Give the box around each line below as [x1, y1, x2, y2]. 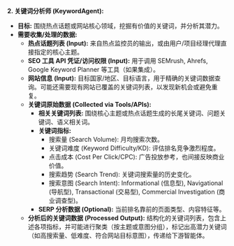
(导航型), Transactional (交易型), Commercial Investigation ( [48, 188, 219, 196]
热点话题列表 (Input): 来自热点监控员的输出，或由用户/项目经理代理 [27, 39, 221, 48]
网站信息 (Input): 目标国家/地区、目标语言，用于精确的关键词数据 [27, 74, 215, 82]
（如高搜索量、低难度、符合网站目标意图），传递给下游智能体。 [27, 231, 209, 240]
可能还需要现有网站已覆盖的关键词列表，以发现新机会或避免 [40, 83, 212, 91]
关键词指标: [38, 126, 72, 135]
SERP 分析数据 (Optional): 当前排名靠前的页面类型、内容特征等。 [38, 205, 226, 213]
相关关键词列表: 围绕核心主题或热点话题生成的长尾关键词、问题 [38, 109, 220, 117]
